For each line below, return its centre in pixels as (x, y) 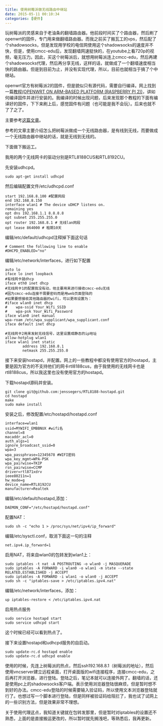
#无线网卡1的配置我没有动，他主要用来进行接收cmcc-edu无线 (57, 289)
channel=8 (15, 433)
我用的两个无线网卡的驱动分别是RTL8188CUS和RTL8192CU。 (66, 157)
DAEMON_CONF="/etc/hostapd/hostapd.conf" (48, 508)
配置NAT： (16, 517)
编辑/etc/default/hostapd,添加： (37, 499)
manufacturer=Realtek (27, 489)
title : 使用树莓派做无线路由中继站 (36, 9)
